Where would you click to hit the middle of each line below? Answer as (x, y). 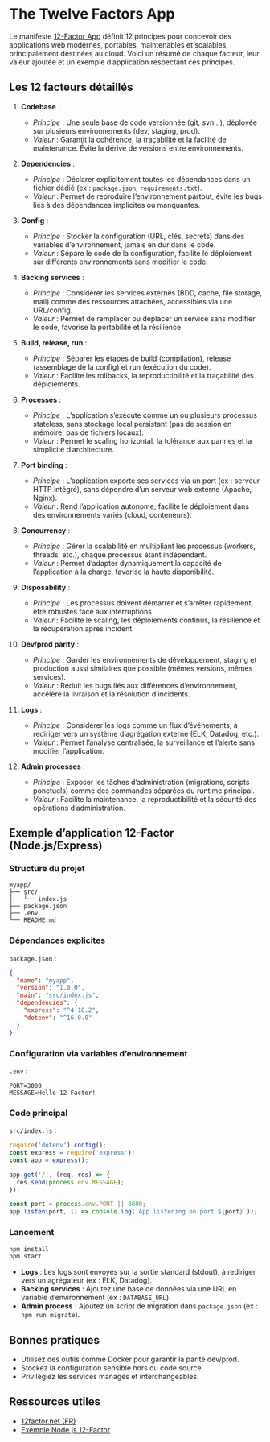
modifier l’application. (68, 750)
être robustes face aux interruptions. (93, 611)
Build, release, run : (54, 342)
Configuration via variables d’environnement (98, 1053)
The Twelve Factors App (92, 14)
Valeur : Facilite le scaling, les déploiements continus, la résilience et (146, 620)
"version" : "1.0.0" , (51, 988)
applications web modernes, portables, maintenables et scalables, (119, 44)
